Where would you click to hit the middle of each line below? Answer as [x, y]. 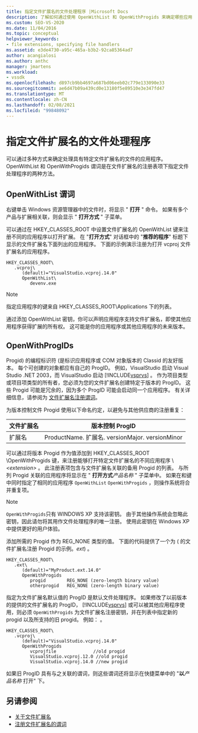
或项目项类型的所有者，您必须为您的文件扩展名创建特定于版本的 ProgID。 [95, 382]
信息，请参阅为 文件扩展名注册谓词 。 [56, 397]
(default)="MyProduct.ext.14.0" [61, 570]
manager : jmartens [29, 66]
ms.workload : [22, 72]
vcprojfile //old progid [77, 651]
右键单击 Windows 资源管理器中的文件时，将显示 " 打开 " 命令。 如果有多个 [97, 210]
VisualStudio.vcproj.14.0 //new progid [79, 662]
